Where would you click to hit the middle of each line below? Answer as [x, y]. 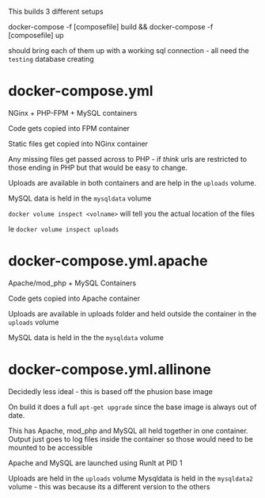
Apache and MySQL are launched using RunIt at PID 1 [95, 462]
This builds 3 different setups [56, 11]
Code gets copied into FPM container [69, 128]
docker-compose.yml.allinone [110, 370]
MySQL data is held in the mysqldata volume [80, 198]
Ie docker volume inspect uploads [64, 228]
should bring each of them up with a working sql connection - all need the [129, 50]
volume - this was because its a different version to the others [109, 486]
